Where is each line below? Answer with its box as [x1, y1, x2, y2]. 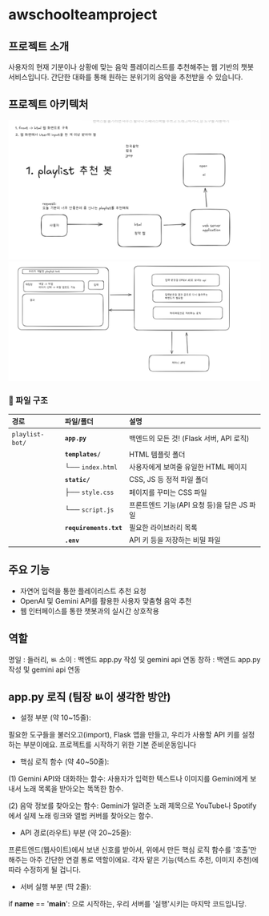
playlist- [11, 430, 45, 438]
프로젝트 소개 [8, 39, 70, 53]
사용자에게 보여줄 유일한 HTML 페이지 [129, 462, 247, 472]
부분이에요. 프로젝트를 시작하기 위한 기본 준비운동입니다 [22, 740, 197, 749]
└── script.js [64, 504, 114, 514]
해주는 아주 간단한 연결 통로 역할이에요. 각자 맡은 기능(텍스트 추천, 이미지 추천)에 [8, 855, 259, 865]
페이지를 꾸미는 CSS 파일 [129, 487, 207, 497]
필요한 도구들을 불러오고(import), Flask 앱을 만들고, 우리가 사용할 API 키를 [8, 730, 240, 740]
